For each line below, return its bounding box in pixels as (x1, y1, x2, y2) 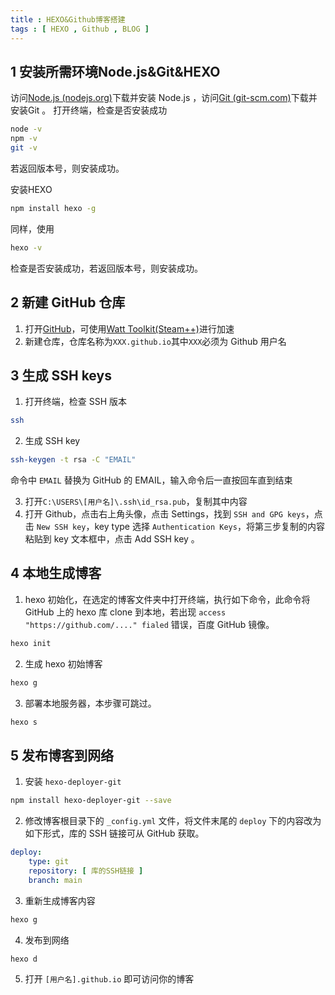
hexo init (10, 638, 52, 648)
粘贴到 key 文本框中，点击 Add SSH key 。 (24, 533, 200, 545)
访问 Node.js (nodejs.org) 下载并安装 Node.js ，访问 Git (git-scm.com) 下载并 (10, 92, 318, 104)
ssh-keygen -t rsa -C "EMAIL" (10, 455, 137, 465)
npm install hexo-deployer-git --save (10, 796, 172, 806)
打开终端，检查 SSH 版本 (24, 396, 128, 408)
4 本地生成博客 (10, 565, 102, 582)
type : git (28, 857, 70, 867)
